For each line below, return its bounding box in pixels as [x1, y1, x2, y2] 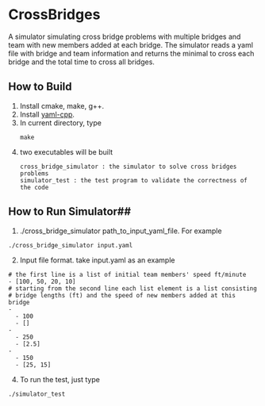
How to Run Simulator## [8, 205, 132, 219]
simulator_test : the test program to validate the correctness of [19, 176, 248, 184]
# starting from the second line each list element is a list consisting [8, 284, 258, 293]
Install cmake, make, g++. [19, 101, 105, 110]
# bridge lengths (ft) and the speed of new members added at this [8, 291, 236, 299]
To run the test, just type [19, 374, 101, 384]
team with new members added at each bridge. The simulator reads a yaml [8, 40, 254, 49]
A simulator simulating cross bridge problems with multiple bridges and [8, 32, 241, 41]
